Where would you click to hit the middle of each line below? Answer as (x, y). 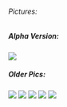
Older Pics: (27, 74)
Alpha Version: (34, 36)
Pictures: (23, 11)
